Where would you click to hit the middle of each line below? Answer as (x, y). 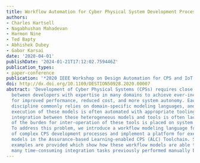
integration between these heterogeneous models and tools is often (98, 117)
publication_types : (30, 67)
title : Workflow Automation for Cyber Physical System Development (92, 12)
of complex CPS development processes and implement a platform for (98, 134)
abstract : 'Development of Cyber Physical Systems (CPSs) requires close (100, 90)
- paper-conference (30, 73)
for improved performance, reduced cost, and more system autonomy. (98, 100)
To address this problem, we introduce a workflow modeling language (99, 128)
